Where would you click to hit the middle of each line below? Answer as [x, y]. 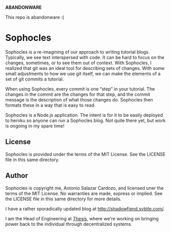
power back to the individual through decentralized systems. [69, 224]
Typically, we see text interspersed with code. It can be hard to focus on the [85, 57]
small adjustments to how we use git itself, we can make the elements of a [83, 73]
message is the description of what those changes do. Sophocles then [79, 99]
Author [17, 176]
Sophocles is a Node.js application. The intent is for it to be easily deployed [84, 115]
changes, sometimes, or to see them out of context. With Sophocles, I [78, 63]
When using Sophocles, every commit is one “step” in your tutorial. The [80, 89]
